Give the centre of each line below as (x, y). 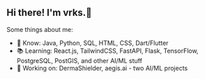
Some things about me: (40, 29)
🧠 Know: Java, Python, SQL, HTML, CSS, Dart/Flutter (92, 43)
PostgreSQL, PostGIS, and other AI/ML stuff (79, 60)
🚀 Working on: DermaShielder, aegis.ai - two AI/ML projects (102, 68)
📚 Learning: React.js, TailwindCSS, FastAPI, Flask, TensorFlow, (107, 51)
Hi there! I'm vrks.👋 (49, 13)
